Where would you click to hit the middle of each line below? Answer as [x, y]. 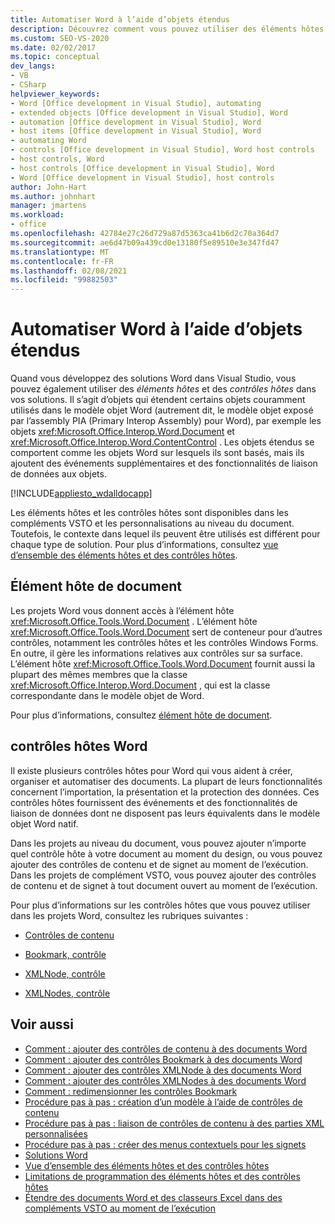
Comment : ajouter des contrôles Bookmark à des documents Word [163, 1059]
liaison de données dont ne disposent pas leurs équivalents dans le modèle [165, 813]
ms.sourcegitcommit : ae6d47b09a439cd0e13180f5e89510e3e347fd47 [145, 242]
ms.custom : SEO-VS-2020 [60, 38]
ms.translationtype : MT [60, 252]
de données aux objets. [58, 474]
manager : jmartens [48, 206]
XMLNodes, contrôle [67, 993]
